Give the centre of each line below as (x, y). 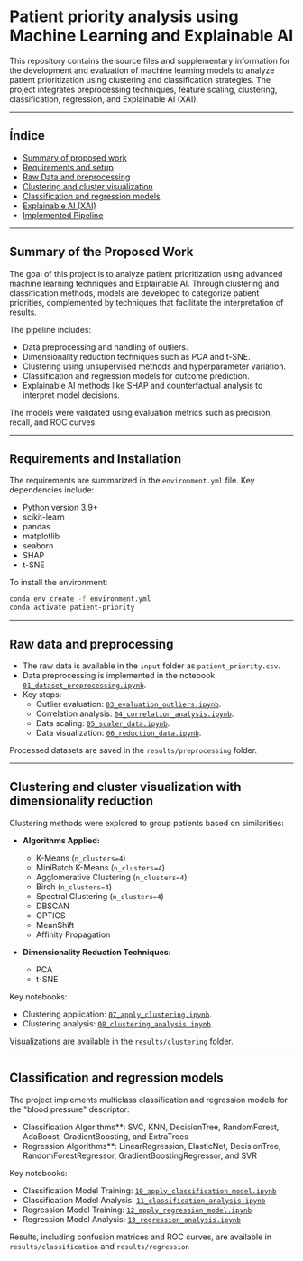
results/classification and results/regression (99, 1246)
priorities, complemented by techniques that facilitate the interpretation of (147, 302)
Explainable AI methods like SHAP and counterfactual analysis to (142, 385)
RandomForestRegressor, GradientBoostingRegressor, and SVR (139, 1155)
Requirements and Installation (96, 459)
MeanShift (55, 925)
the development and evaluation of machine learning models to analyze (142, 70)
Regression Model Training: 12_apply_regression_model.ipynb (137, 1210)
